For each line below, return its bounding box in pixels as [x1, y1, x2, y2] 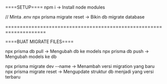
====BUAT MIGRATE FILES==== [5, 38, 74, 44]
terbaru [5, 74, 21, 79]
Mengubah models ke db [5, 53, 57, 59]
